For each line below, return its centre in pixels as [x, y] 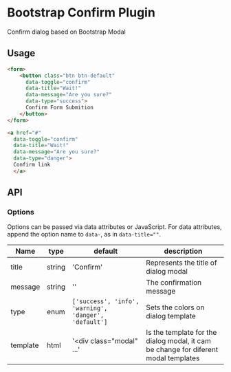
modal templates [173, 358]
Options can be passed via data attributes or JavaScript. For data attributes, [114, 227]
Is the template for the [181, 333]
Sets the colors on [175, 307]
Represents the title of [182, 263]
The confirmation [174, 283]
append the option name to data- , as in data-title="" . [84, 234]
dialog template [171, 316]
